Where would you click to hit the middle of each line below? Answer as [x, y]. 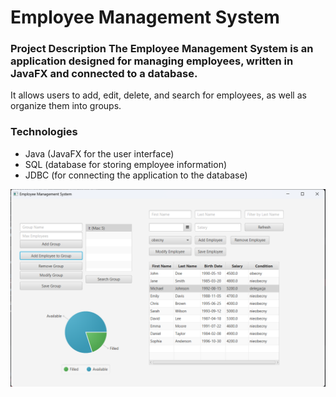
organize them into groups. [66, 106]
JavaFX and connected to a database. [104, 74]
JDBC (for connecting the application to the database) [136, 175]
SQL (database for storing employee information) [126, 164]
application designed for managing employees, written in [152, 61]
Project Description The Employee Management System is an [162, 49]
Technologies [44, 132]
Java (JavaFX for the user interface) [99, 153]
